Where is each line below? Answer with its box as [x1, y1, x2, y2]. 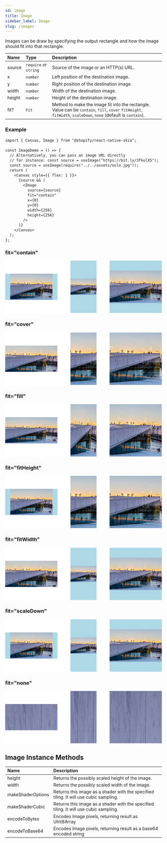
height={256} [27, 213, 55, 218]
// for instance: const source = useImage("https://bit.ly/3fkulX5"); [9, 158, 159, 163]
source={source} [27, 188, 61, 193]
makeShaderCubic [7, 804, 46, 810]
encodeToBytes [7, 816, 40, 822]
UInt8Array [53, 819, 76, 825]
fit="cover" [5, 321, 34, 328]
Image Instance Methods [5, 753, 84, 762]
